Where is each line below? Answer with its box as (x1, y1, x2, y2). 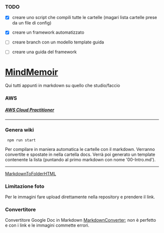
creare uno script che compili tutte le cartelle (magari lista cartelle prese (12, 15, 157, 21)
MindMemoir (5, 66, 59, 78)
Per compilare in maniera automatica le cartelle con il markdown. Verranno (5, 146, 155, 152)
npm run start (7, 138, 36, 143)
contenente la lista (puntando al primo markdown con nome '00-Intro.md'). (5, 156, 156, 162)
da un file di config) (12, 20, 52, 26)
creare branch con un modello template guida (12, 39, 104, 45)
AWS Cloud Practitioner (5, 107, 55, 113)
